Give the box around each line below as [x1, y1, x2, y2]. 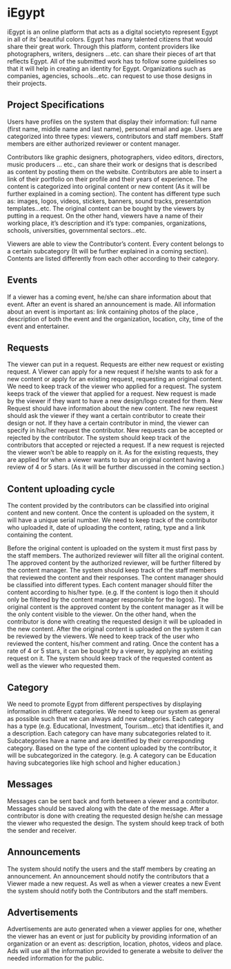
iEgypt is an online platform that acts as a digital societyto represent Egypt [7, 28, 219, 36]
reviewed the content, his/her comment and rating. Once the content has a [7, 640, 219, 648]
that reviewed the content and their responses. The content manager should [7, 573, 224, 582]
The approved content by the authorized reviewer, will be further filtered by [7, 559, 221, 567]
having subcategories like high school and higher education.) [7, 758, 181, 767]
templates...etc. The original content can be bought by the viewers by [7, 204, 205, 212]
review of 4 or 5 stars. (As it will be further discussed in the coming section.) [7, 463, 225, 471]
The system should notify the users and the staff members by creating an [7, 865, 216, 873]
